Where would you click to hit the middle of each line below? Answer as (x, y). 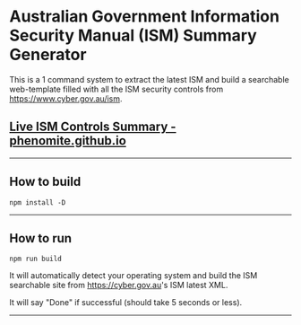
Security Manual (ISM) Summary (133, 35)
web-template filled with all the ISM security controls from (116, 89)
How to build (45, 182)
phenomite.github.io (68, 141)
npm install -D (38, 202)
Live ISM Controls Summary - (93, 127)
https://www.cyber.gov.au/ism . (66, 98)
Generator (48, 55)
